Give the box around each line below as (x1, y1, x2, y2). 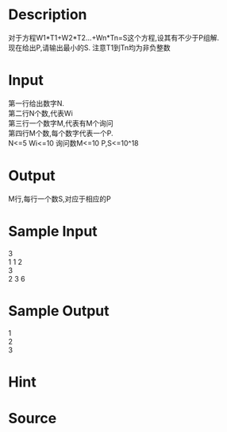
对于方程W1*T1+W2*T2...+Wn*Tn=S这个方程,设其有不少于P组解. (8, 33, 220, 42)
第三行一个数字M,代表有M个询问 (8, 118, 113, 128)
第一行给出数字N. (8, 98, 65, 108)
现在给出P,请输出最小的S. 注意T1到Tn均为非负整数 (8, 42, 171, 53)
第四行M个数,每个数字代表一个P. (8, 128, 113, 138)
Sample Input (8, 223, 98, 240)
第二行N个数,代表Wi (8, 108, 73, 118)
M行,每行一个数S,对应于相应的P (8, 193, 111, 204)
